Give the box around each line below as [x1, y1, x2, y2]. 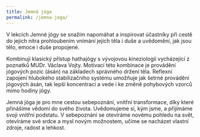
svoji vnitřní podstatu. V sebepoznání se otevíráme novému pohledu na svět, [6, 111, 194, 118]
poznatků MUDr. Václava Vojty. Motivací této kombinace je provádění [6, 61, 176, 69]
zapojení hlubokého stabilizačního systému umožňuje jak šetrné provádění [6, 74, 190, 81]
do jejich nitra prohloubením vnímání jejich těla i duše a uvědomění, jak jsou [6, 37, 192, 44]
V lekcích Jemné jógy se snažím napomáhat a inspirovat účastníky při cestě [6, 31, 193, 38]
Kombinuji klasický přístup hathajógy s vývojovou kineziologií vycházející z [6, 55, 190, 62]
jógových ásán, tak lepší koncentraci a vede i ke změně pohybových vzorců [6, 80, 193, 87]
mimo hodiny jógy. [6, 87, 52, 94]
